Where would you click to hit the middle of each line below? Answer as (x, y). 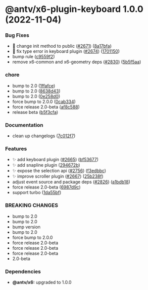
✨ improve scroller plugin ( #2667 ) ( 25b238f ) (58, 176)
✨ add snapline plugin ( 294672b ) (46, 165)
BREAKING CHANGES (32, 205)
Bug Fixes (17, 35)
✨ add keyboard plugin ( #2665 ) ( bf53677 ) (55, 160)
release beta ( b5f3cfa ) (35, 112)
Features (16, 149)
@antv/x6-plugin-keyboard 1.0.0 (74, 9)
